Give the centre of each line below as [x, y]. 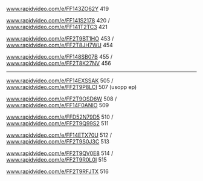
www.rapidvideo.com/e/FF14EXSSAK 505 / [60, 81]
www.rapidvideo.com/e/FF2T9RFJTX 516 [57, 171]
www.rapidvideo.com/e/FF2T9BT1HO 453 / [60, 38]
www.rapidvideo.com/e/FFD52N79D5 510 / [60, 117]
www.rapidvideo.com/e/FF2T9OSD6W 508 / [62, 99]
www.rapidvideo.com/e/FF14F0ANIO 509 [58, 105]
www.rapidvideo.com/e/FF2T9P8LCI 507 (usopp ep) [72, 87]
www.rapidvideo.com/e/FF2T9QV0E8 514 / [60, 153]
